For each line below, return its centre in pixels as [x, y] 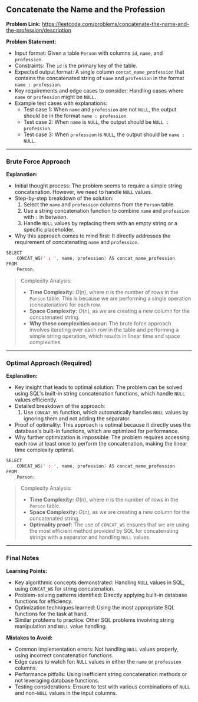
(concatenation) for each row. [65, 304]
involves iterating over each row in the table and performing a [104, 329]
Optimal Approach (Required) [49, 363]
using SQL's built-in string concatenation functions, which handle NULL [100, 393]
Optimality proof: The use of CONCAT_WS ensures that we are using [109, 525]
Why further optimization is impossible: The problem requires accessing [102, 437]
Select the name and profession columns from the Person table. [99, 205]
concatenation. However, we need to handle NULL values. [83, 192]
